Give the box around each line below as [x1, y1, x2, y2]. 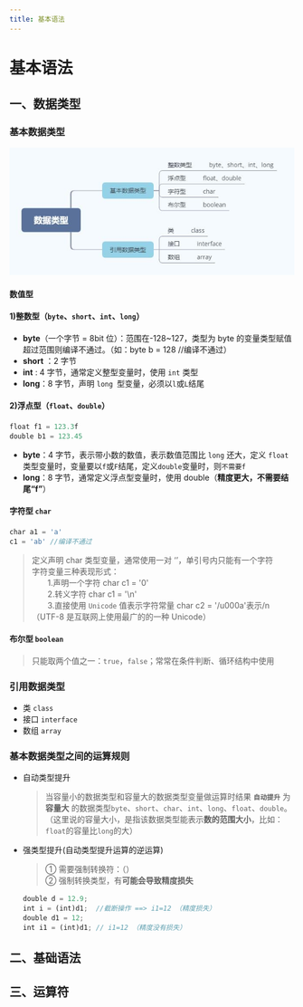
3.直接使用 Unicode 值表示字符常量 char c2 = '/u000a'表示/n [47, 599, 270, 610]
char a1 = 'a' [9, 527, 63, 536]
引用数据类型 [9, 680, 66, 693]
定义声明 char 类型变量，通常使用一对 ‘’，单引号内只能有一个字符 [31, 554, 274, 565]
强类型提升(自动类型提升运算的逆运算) [22, 845, 165, 856]
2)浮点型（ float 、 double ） [9, 400, 110, 411]
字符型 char [9, 505, 52, 516]
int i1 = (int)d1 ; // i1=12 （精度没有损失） [22, 924, 187, 933]
